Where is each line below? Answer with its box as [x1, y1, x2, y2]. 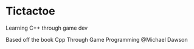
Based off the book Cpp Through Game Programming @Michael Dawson [5, 36, 188, 43]
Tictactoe [5, 4, 55, 18]
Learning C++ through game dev [5, 24, 88, 31]
